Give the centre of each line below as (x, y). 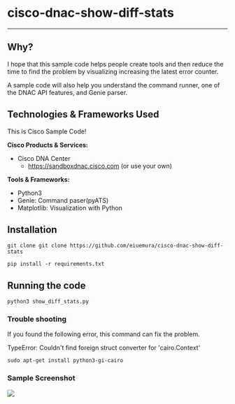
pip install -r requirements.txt (56, 264)
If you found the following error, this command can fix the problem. (104, 334)
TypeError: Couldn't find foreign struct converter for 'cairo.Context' (104, 348)
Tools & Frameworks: (38, 179)
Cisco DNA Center (44, 158)
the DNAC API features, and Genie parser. (67, 92)
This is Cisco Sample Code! (47, 131)
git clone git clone (37, 246)
